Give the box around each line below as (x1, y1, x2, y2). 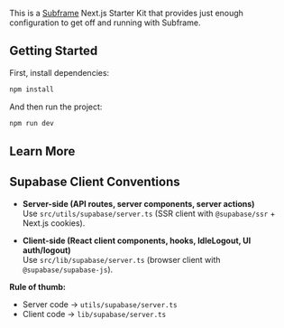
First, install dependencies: (9, 67, 110, 78)
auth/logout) (22, 244, 71, 256)
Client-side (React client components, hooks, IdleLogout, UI (22, 235, 252, 246)
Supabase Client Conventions (9, 174, 180, 190)
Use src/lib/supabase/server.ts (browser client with (22, 254, 221, 265)
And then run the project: (9, 101, 103, 112)
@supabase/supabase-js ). (22, 264, 114, 275)
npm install (9, 85, 54, 94)
